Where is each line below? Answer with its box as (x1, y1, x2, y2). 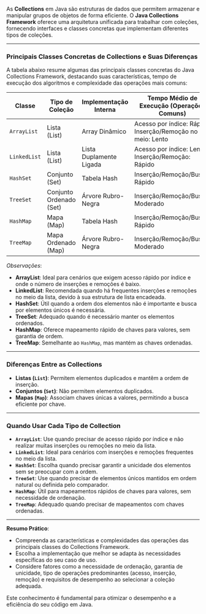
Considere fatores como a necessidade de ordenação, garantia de (15, 562, 183, 570)
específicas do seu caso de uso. (15, 556, 97, 564)
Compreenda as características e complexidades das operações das (15, 537, 189, 544)
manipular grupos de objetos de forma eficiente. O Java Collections (6, 12, 179, 19)
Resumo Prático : (6, 524, 50, 532)
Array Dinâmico (82, 127, 127, 136)
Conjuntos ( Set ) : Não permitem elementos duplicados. (15, 387, 154, 395)
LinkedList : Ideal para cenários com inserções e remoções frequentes (15, 448, 194, 456)
